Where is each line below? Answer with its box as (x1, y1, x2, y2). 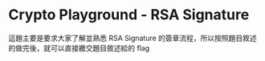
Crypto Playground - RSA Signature (8, 6, 250, 24)
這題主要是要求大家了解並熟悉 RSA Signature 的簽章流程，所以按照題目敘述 (8, 33, 257, 43)
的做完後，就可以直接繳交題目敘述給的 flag (8, 43, 150, 53)
